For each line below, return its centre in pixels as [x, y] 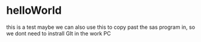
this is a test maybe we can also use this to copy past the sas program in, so [101, 27]
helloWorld [34, 10]
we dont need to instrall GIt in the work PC [59, 33]
